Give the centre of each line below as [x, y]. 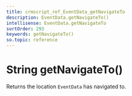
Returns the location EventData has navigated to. [66, 86]
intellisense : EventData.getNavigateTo [56, 23]
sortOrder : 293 [25, 29]
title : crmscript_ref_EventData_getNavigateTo [66, 12]
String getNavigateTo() [64, 70]
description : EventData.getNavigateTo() [58, 18]
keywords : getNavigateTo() [40, 34]
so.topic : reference [32, 40]
